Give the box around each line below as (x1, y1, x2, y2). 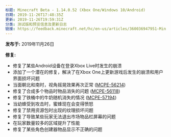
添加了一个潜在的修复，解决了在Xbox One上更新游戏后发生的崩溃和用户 (12, 69, 163, 75)
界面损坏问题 (12, 75, 40, 81)
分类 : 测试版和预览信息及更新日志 (5, 21, 67, 27)
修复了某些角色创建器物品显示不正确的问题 (12, 126, 103, 132)
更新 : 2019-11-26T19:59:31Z (5, 17, 64, 22)
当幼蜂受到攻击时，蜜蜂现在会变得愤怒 (12, 101, 93, 107)
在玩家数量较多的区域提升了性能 (12, 120, 80, 126)
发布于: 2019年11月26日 (5, 41, 55, 47)
